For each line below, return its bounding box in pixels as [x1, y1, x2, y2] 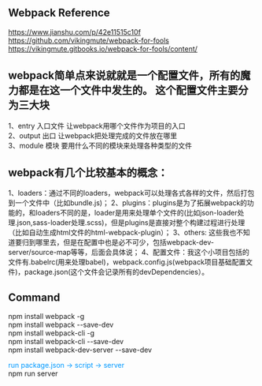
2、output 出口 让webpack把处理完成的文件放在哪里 [8, 130, 178, 141]
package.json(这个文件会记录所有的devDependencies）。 [24, 268, 209, 277]
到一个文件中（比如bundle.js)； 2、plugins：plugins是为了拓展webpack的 [8, 198, 248, 208]
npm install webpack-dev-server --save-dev [8, 345, 152, 354]
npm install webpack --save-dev [8, 320, 114, 330]
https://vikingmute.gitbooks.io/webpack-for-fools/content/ [8, 43, 198, 54]
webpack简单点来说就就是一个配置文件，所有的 [8, 69, 241, 82]
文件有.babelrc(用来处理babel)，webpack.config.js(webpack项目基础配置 [8, 257, 246, 267]
